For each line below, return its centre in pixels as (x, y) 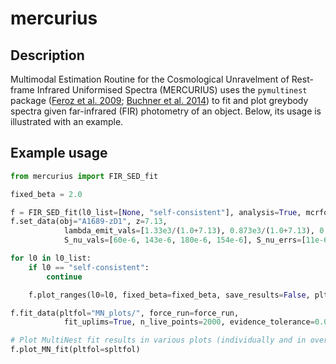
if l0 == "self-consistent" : (89, 267)
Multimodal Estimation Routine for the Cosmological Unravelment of (150, 79)
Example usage (59, 153)
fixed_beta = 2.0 (46, 194)
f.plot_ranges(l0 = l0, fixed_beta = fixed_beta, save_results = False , (169, 295)
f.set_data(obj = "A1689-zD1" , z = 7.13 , (89, 222)
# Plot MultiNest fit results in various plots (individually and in (158, 340)
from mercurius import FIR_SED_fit (84, 176)
